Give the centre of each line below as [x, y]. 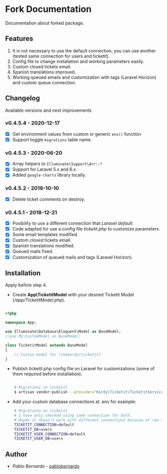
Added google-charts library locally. [49, 175]
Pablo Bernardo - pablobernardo [46, 466]
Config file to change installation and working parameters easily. [78, 61]
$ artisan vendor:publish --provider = [54, 392]
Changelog [23, 98]
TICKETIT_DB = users [33, 429]
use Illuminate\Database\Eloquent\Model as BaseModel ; [63, 332]
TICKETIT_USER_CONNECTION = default [50, 434]
